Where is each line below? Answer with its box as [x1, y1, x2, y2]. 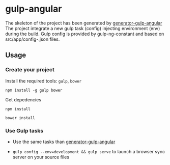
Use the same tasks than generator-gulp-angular [12, 139, 116, 145]
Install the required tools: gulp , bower [5, 77, 82, 84]
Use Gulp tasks [5, 127, 44, 134]
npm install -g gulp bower [5, 88, 63, 93]
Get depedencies [5, 96, 42, 102]
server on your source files [12, 154, 70, 160]
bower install [5, 115, 36, 120]
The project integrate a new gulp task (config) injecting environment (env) [5, 25, 160, 31]
